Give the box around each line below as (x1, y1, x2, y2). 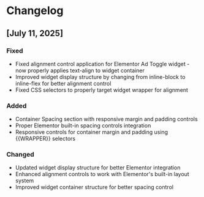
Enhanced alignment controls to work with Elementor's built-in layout (15, 171, 190, 178)
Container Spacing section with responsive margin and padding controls (15, 116, 198, 123)
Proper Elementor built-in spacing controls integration (15, 122, 151, 129)
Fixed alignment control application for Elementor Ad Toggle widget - (15, 60, 190, 67)
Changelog (6, 4, 64, 18)
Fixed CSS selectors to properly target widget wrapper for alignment (15, 86, 189, 94)
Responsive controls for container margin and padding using (15, 128, 168, 136)
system (15, 177, 34, 184)
